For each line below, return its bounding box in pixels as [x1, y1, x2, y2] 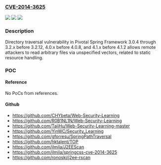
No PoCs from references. [5, 90, 58, 96]
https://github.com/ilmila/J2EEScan [12, 144, 84, 150]
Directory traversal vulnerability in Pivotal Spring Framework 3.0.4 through [5, 39, 157, 45]
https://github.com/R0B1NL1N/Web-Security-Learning [12, 118, 122, 124]
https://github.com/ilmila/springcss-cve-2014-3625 [12, 149, 118, 155]
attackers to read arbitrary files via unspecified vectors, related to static [5, 49, 151, 55]
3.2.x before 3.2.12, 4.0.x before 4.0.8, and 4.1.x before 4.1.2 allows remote [5, 44, 156, 50]
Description [5, 28, 34, 35]
